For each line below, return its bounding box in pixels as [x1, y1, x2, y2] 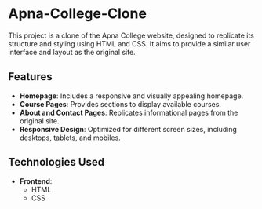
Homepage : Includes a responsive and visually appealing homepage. [19, 91, 244, 101]
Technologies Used [8, 156, 104, 169]
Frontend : [19, 176, 53, 185]
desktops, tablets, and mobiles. [19, 133, 122, 142]
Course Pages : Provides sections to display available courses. [19, 99, 222, 108]
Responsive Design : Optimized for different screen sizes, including [19, 124, 238, 134]
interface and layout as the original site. [8, 47, 136, 57]
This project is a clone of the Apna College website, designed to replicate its [8, 31, 255, 40]
